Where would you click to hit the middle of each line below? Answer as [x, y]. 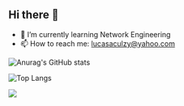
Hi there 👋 [34, 15]
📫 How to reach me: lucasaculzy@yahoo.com [98, 43]
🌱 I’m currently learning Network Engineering [95, 34]
